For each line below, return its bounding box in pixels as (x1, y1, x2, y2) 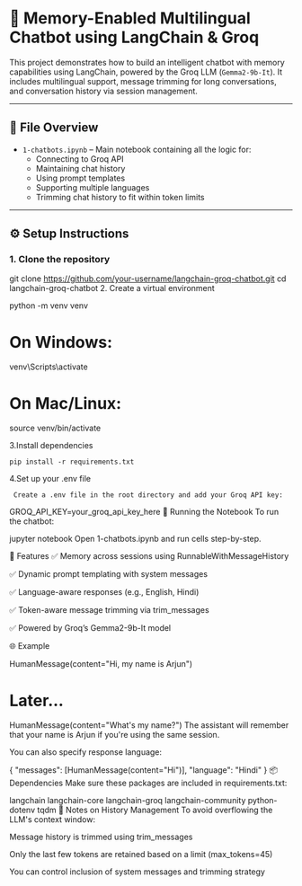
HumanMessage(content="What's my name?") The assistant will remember (9, 720, 289, 731)
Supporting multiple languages (35, 182, 150, 192)
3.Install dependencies (9, 440, 93, 451)
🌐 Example (9, 641, 50, 651)
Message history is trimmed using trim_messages (9, 831, 193, 843)
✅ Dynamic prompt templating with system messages (9, 569, 209, 580)
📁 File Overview (9, 120, 99, 136)
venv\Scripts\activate (9, 361, 88, 372)
